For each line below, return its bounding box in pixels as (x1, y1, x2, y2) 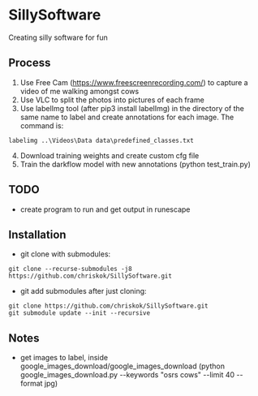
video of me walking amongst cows (19, 86, 140, 96)
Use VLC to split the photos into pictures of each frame (19, 95, 204, 105)
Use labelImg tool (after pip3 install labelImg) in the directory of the (19, 103, 245, 113)
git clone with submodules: (19, 249, 111, 259)
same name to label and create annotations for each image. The (19, 112, 234, 122)
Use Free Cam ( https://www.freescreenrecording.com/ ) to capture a (19, 77, 249, 87)
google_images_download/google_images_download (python (19, 361, 226, 371)
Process (8, 56, 51, 70)
